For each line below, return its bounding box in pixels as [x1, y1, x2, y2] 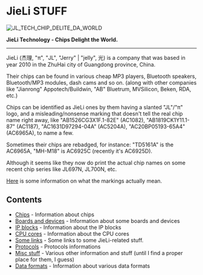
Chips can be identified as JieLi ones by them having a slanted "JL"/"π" [6, 103, 183, 111]
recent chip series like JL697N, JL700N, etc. [6, 165, 117, 173]
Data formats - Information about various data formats [14, 262, 150, 270]
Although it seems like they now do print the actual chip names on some [6, 159, 186, 166]
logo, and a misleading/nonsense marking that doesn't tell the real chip [6, 110, 183, 117]
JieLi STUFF [6, 4, 68, 18]
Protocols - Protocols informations [14, 243, 101, 250]
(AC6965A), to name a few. [6, 129, 74, 137]
